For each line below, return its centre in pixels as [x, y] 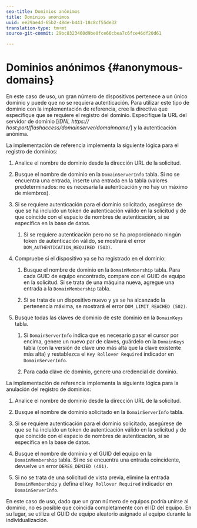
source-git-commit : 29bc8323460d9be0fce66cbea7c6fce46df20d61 [84, 34]
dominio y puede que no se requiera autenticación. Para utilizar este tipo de [98, 103]
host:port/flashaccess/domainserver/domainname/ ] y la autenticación [91, 128]
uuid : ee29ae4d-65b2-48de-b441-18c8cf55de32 [61, 22]
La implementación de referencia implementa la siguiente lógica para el [93, 145]
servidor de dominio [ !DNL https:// [48, 122]
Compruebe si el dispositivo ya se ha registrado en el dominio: [90, 259]
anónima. [17, 134]
